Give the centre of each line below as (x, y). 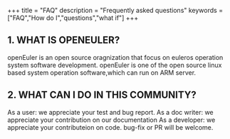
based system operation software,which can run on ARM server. (102, 72)
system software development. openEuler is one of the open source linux (115, 65)
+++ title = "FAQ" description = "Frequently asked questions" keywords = (115, 10)
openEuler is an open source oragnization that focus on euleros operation (115, 57)
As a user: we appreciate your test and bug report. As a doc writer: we (110, 112)
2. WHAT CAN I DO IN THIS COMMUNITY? (102, 95)
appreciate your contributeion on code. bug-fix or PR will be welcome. (110, 127)
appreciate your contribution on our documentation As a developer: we (111, 120)
